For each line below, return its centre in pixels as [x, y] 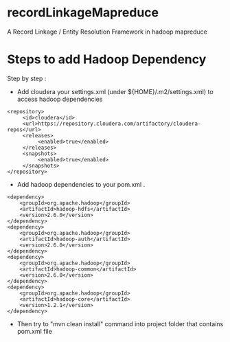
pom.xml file [35, 331]
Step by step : [27, 78]
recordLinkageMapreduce [83, 13]
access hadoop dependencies [60, 99]
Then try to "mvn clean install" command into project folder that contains [120, 323]
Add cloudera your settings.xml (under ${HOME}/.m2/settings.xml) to [115, 91]
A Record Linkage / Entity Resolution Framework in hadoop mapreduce [107, 32]
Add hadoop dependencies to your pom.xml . [81, 184]
